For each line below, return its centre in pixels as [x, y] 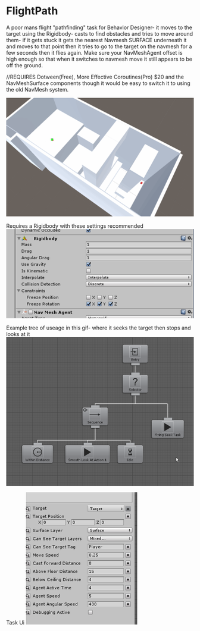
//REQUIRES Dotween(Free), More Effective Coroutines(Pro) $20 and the [95, 77]
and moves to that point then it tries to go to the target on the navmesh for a [99, 46]
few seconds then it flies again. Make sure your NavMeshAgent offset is [94, 52]
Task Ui [15, 622]
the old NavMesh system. [37, 89]
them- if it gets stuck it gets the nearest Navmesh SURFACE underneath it [96, 40]
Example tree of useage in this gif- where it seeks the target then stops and [99, 328]
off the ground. [25, 65]
